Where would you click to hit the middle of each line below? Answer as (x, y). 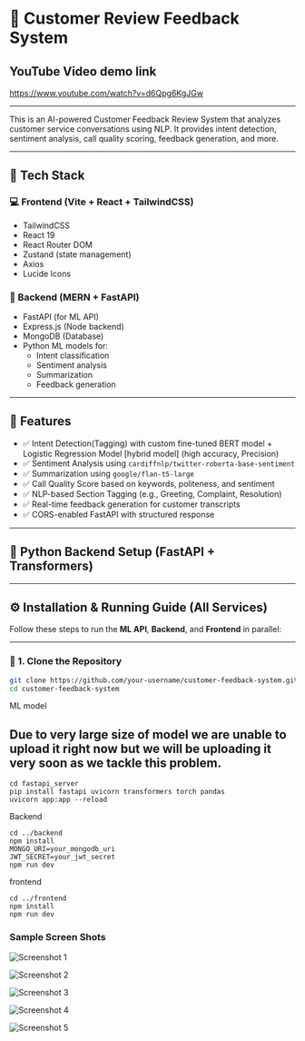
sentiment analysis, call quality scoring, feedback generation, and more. (144, 139)
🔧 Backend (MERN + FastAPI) (74, 297)
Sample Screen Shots (58, 937)
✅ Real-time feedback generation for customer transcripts (131, 504)
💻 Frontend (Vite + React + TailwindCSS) (102, 202)
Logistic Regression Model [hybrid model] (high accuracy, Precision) (151, 453)
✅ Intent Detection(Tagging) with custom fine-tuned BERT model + (148, 443)
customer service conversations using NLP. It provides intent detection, (143, 129)
